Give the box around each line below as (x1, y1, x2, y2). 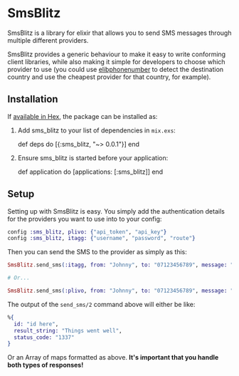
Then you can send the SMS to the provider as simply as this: (7, 248, 187, 256)
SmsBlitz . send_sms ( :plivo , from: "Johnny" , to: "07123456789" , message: (7, 287, 228, 295)
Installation (7, 93, 58, 105)
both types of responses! (7, 361, 84, 370)
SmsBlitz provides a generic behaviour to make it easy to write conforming (7, 50, 226, 58)
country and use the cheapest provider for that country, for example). (7, 73, 211, 81)
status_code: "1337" (14, 333, 75, 341)
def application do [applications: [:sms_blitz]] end (17, 167, 164, 176)
